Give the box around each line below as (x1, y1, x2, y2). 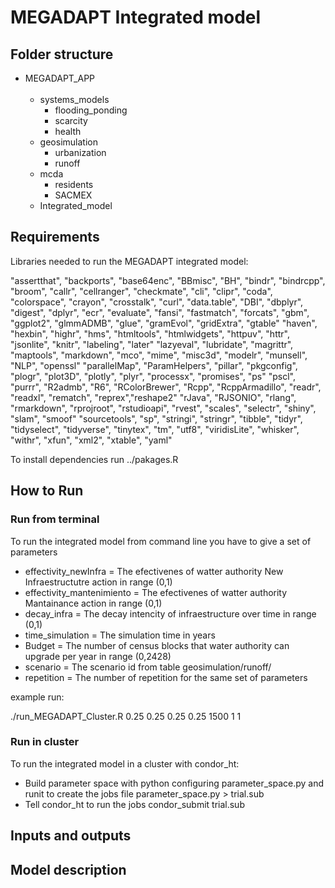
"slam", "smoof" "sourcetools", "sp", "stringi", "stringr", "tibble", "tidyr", (10, 412, 303, 425)
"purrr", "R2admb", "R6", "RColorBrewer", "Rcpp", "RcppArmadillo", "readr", (10, 381, 322, 393)
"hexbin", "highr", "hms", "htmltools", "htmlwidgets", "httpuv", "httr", (10, 327, 290, 340)
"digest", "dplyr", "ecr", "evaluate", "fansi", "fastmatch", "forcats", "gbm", (10, 306, 310, 318)
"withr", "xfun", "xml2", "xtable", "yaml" (10, 434, 173, 446)
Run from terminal (10, 512, 100, 526)
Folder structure (10, 46, 114, 63)
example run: (10, 691, 65, 703)
